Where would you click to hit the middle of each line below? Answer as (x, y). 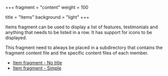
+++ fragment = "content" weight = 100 (47, 7)
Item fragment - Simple (37, 68)
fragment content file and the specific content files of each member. (77, 53)
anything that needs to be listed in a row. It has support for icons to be (79, 32)
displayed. (16, 38)
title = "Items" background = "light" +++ (47, 17)
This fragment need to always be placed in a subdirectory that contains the (84, 47)
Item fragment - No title (37, 63)
